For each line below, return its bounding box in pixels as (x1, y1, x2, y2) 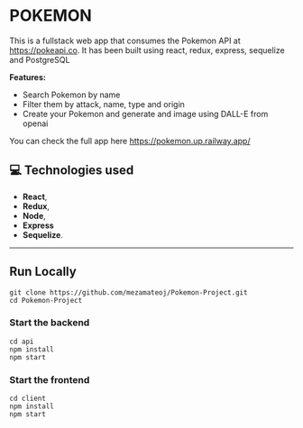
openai (22, 118, 49, 129)
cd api (9, 337, 34, 346)
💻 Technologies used (9, 163, 134, 178)
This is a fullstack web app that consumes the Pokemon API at (9, 35, 241, 46)
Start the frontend (9, 373, 90, 386)
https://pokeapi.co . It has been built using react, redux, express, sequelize (9, 44, 286, 55)
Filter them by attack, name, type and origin (22, 98, 185, 109)
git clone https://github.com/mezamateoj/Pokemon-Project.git (9, 287, 248, 297)
